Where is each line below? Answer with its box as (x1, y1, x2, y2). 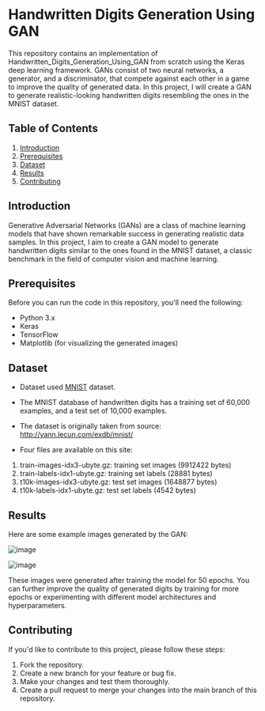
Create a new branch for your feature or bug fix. (19, 668, 176, 678)
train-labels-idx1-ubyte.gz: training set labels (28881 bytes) (19, 469, 214, 478)
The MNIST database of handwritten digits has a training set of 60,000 (19, 398, 251, 407)
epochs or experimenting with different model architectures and (8, 592, 216, 602)
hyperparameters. (8, 601, 67, 610)
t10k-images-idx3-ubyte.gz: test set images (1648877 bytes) (19, 477, 218, 487)
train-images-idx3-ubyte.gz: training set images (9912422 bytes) (19, 460, 232, 470)
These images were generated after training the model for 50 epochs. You (8, 576, 250, 584)
